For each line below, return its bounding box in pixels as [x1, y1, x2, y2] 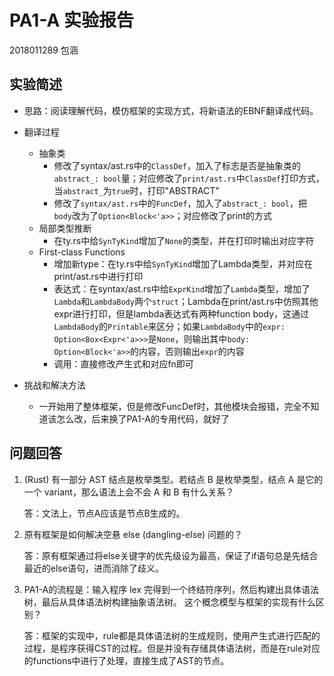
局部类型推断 [38, 222, 92, 234]
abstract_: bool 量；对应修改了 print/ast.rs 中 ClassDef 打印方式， [53, 172, 325, 184]
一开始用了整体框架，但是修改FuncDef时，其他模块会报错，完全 [38, 400, 302, 412]
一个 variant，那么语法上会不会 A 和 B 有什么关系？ [23, 486, 235, 498]
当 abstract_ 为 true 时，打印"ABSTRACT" [53, 184, 220, 196]
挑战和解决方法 [23, 379, 86, 391]
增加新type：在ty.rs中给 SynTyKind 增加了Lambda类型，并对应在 [53, 257, 314, 270]
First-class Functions [38, 246, 126, 258]
